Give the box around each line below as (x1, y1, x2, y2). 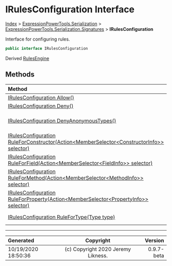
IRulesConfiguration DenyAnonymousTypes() (8, 117, 116, 124)
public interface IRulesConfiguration (5, 46, 88, 51)
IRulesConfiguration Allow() (8, 94, 74, 101)
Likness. (88, 252, 108, 259)
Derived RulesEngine (5, 55, 50, 61)
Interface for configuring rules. (5, 36, 70, 42)
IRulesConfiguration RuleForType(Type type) (8, 213, 115, 220)
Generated (8, 237, 34, 244)
